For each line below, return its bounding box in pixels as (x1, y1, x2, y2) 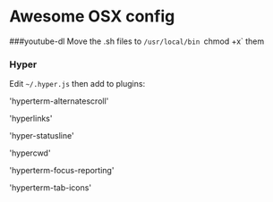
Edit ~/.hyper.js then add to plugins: (9, 79, 146, 89)
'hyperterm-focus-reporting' (9, 165, 115, 176)
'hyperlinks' (9, 114, 53, 124)
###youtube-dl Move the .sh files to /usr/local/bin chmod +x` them (9, 36, 265, 46)
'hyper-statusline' (9, 130, 74, 141)
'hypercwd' (9, 147, 51, 158)
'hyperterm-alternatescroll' (9, 96, 109, 106)
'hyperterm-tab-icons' (9, 182, 92, 193)
